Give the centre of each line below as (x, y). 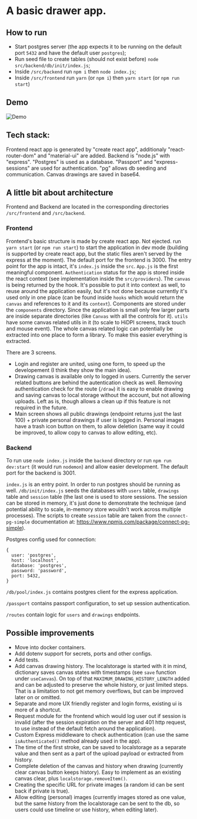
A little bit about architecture (60, 193)
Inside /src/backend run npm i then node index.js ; (75, 71)
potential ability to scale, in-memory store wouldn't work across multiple (94, 509)
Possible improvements (50, 633)
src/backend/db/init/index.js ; (52, 65)
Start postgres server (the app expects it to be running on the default (98, 46)
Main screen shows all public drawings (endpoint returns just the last (98, 414)
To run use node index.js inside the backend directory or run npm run (89, 461)
